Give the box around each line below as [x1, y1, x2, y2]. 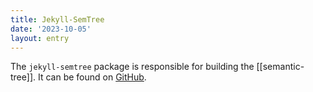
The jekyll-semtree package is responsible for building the [10, 61, 255, 73]
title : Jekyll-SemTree [10, 14, 105, 25]
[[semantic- [256, 61, 305, 73]
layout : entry [10, 33, 70, 43]
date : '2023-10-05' [10, 24, 92, 34]
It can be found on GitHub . [37, 71, 147, 83]
